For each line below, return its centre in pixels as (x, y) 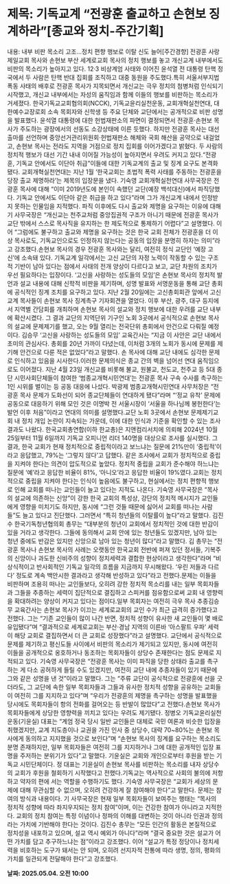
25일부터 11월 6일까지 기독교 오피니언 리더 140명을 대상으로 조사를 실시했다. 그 (113, 438)
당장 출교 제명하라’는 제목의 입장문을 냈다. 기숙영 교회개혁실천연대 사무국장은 (110, 180)
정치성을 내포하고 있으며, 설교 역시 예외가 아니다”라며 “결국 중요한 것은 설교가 (111, 832)
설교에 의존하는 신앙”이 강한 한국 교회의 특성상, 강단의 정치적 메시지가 (107, 498)
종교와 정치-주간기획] (107, 31)
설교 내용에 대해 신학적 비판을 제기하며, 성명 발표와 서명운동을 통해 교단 (115, 283)
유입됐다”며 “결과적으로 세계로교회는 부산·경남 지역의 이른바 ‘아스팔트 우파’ (107, 626)
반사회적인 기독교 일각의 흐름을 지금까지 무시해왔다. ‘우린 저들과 (122, 567)
